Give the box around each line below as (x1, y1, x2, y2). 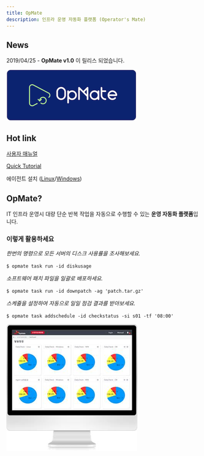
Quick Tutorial (6, 163, 42, 170)
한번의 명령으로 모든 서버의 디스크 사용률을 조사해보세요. (6, 250, 141, 257)
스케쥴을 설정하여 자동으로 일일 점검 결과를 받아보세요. (6, 299, 136, 307)
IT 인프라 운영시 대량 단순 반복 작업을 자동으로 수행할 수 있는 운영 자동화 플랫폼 (6, 210, 194, 217)
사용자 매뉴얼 (6, 150, 38, 158)
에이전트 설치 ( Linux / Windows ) (6, 175, 82, 182)
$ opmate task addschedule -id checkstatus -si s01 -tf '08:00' (6, 313, 174, 319)
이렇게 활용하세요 (6, 234, 55, 243)
